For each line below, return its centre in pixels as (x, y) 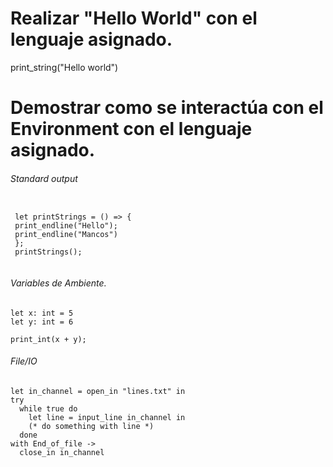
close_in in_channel (62, 452)
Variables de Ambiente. (58, 283)
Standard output (44, 178)
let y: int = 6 (42, 322)
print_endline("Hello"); (66, 226)
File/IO (24, 361)
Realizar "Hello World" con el (134, 18)
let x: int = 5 (42, 313)
